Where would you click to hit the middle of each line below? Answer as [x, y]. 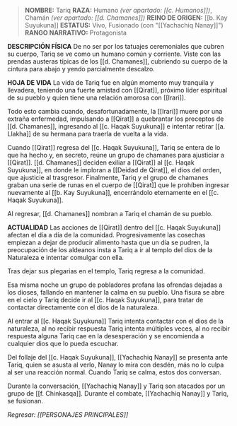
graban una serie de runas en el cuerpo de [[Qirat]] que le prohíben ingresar [118, 185]
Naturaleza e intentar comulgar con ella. [66, 258]
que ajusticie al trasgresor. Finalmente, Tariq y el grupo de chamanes [108, 177]
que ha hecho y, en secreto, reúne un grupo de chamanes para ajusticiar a [116, 155]
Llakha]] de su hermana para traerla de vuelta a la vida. [88, 134]
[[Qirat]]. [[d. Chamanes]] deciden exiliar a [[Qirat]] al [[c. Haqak [101, 162]
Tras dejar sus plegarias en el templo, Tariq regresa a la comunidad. [106, 271]
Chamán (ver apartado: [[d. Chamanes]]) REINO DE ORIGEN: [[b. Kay [126, 18]
